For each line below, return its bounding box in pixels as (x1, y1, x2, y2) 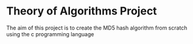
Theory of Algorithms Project (6, 4, 157, 18)
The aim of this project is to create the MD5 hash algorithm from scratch (6, 24, 188, 31)
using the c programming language (6, 30, 94, 37)
